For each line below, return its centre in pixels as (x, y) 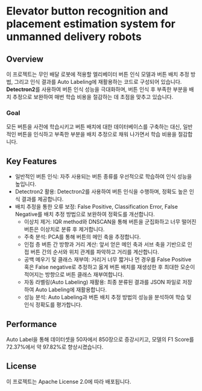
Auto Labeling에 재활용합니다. (71, 290)
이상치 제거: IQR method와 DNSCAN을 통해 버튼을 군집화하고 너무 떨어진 (110, 222)
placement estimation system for (91, 24)
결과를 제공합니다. (43, 199)
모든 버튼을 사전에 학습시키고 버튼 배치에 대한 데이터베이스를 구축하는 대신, (94, 127)
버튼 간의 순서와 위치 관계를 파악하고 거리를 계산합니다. (95, 252)
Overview (25, 59)
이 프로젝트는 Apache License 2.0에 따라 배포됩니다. (69, 381)
